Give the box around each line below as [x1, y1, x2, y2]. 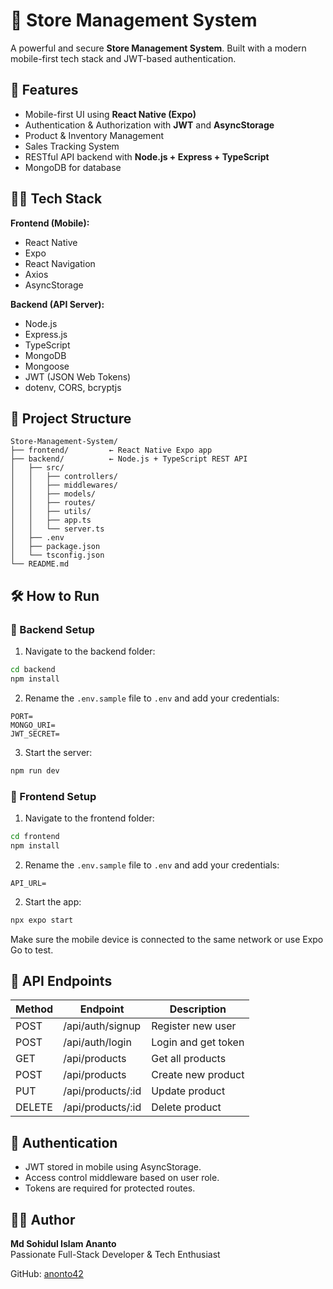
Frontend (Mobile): [10, 217, 90, 229]
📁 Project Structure [10, 410, 132, 427]
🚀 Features [10, 82, 79, 99]
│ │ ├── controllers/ [10, 472, 118, 482]
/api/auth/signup [63, 1019, 142, 1033]
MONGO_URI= [10, 720, 56, 730]
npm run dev [10, 765, 60, 776]
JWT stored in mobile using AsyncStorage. [24, 1161, 202, 1173]
